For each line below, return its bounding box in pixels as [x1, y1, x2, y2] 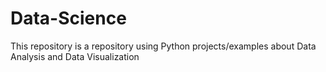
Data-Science [10, 7, 127, 30]
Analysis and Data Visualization [10, 50, 140, 62]
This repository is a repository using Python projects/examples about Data [10, 40, 317, 52]
